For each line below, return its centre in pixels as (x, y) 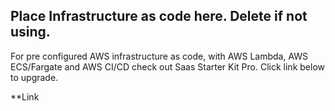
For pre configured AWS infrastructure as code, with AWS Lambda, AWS (159, 56)
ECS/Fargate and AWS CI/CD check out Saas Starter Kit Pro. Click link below (167, 66)
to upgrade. (34, 77)
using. (30, 32)
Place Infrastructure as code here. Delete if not (159, 16)
